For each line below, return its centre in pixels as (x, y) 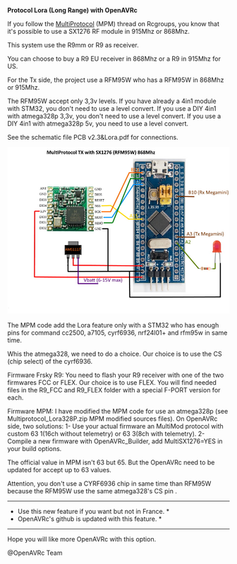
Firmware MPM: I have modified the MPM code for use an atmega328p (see (118, 411)
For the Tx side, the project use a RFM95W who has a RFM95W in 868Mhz (116, 80)
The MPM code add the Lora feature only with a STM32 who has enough (113, 325)
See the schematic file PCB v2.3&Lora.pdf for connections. (93, 137)
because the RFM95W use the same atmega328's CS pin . (92, 491)
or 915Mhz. (24, 87)
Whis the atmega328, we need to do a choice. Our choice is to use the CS (115, 354)
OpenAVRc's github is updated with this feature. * (90, 519)
